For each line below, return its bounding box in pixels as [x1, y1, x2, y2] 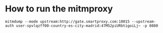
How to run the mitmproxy [5, 3, 113, 14]
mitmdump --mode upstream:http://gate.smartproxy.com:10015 [5, 19, 130, 24]
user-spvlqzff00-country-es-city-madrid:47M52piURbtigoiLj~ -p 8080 [16, 23, 159, 28]
